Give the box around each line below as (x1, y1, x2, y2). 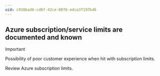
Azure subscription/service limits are (5, 26, 123, 34)
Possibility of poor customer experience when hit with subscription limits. (5, 56, 156, 62)
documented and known (5, 33, 82, 42)
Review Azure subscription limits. (5, 65, 73, 72)
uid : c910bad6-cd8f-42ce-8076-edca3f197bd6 (5, 7, 97, 12)
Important (5, 46, 25, 52)
